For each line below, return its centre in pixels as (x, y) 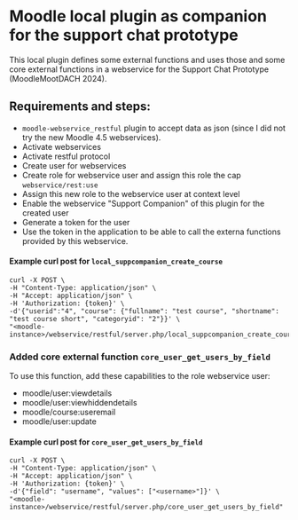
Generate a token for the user (76, 222)
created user (45, 213)
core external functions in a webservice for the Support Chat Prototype (139, 69)
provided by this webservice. (75, 240)
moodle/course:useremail (69, 412)
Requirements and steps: (80, 107)
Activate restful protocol (66, 156)
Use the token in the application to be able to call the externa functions (151, 232)
